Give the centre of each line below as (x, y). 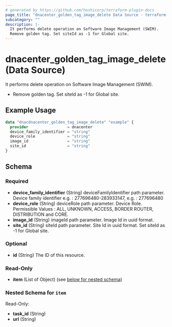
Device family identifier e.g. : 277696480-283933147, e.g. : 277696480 (88, 198)
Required (17, 181)
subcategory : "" (23, 19)
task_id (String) (29, 314)
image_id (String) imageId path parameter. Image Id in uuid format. (83, 220)
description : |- (23, 24)
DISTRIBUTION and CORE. (40, 214)
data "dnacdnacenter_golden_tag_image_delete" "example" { (70, 122)
